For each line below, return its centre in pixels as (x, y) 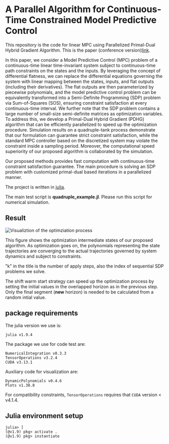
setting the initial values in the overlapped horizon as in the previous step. (82, 286)
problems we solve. (26, 271)
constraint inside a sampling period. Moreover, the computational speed (80, 146)
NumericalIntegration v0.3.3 (36, 353)
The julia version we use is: (33, 325)
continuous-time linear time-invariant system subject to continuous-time (80, 65)
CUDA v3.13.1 (19, 362)
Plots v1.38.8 (20, 385)
